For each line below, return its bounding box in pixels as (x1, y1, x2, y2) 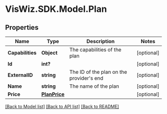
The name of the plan (69, 83, 119, 90)
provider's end (69, 75, 103, 81)
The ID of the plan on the (69, 68, 128, 75)
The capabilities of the (69, 46, 122, 53)
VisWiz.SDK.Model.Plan (5, 3, 107, 15)
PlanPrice (41, 91, 65, 98)
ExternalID (7, 72, 33, 78)
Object (41, 50, 58, 56)
